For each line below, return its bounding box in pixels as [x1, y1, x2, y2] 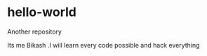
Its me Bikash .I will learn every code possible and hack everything [7, 41, 200, 49]
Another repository [7, 27, 62, 36]
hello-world [7, 4, 77, 20]
